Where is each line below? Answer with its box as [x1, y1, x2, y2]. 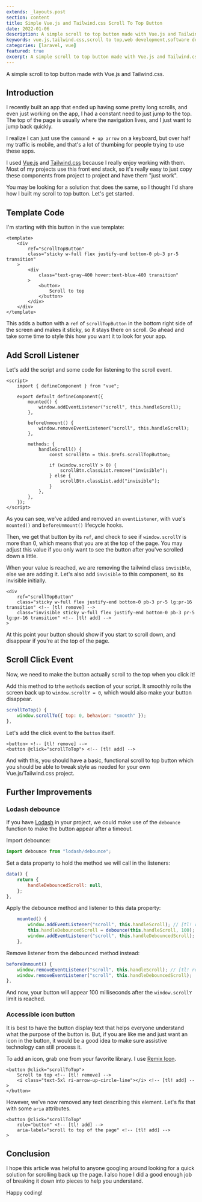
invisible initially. [6, 577, 47, 584]
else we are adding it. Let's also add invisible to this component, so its [6, 571, 184, 578]
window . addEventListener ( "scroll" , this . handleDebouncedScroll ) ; [28, 933, 195, 939]
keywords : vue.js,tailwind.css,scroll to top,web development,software [6, 37, 189, 43]
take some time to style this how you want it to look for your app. [6, 332, 167, 340]
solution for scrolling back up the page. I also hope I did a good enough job [6, 1171, 192, 1178]
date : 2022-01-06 [6, 25, 50, 32]
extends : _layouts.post [6, 8, 66, 15]
